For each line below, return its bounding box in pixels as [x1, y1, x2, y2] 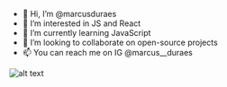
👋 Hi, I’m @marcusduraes [22, 9, 117, 19]
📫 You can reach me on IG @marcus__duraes [22, 48, 194, 57]
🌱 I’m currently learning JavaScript [22, 28, 151, 38]
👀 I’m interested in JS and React [22, 18, 141, 29]
